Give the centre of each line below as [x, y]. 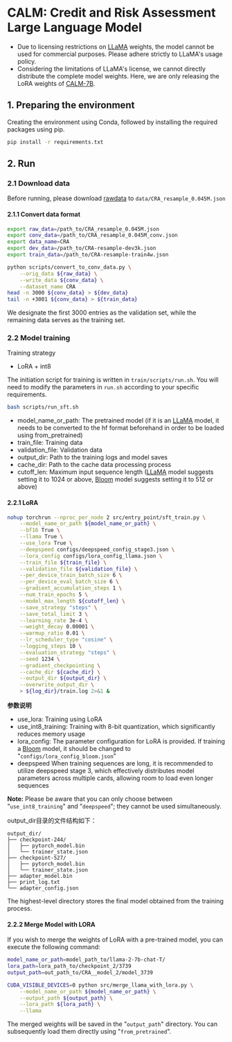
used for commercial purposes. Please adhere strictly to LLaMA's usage [120, 54]
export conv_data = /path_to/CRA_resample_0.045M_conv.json [92, 236]
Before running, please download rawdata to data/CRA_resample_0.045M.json [116, 198]
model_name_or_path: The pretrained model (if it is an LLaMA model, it [118, 421]
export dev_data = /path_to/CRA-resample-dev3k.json [82, 248]
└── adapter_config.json [43, 888]
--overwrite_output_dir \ [57, 685]
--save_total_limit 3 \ [54, 614]
